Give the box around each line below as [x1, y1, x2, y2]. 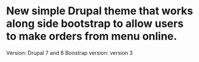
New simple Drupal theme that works [6, 4, 194, 18]
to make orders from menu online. [6, 30, 178, 43]
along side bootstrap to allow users [6, 17, 184, 30]
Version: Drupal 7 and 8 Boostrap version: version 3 [6, 49, 133, 56]
